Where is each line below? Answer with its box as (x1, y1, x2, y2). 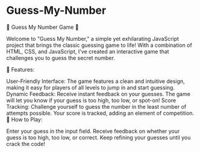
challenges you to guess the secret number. (6, 54, 116, 61)
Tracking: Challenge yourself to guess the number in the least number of (6, 103, 187, 110)
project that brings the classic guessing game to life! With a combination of (6, 41, 193, 49)
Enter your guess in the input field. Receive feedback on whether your (6, 127, 180, 135)
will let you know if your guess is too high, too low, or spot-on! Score (6, 97, 177, 104)
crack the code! (6, 140, 45, 147)
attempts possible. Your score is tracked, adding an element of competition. (6, 109, 195, 117)
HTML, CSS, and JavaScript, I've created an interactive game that (6, 47, 170, 55)
